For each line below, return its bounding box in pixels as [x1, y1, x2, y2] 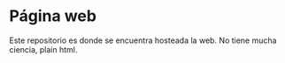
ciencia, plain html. [9, 44, 78, 54]
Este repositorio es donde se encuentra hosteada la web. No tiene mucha [9, 35, 277, 45]
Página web [9, 6, 97, 26]
